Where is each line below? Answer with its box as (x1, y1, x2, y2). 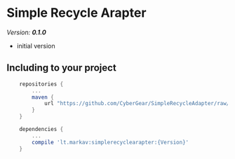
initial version (16, 41, 55, 50)
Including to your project (6, 62, 116, 74)
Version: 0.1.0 (6, 28, 46, 36)
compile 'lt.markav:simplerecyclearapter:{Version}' (32, 139, 189, 146)
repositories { (19, 81, 64, 88)
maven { (32, 93, 54, 101)
